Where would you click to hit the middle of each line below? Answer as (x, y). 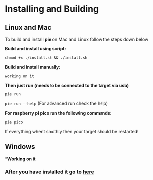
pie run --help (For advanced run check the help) (56, 103)
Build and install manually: (33, 67)
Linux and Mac (28, 27)
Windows (20, 147)
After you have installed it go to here (50, 172)
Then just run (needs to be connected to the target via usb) (67, 85)
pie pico (14, 122)
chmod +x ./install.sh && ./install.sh (46, 58)
